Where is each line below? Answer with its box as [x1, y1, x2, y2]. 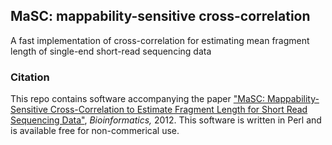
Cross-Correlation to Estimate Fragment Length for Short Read [49, 104, 308, 116]
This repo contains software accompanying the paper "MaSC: [10, 93, 265, 105]
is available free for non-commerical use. [10, 125, 180, 137]
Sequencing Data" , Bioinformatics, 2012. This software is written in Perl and [10, 114, 322, 126]
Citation [10, 70, 50, 84]
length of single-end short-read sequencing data [10, 45, 212, 57]
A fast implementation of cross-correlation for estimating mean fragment [10, 34, 310, 46]
